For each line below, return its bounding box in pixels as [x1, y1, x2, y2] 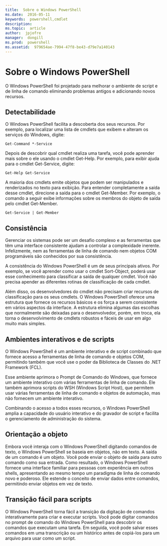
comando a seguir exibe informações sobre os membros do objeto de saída [5, 195, 161, 201]
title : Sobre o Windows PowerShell [5, 7, 81, 13]
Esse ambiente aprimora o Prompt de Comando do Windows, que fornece [5, 374, 157, 380]
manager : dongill [5, 36, 43, 41]
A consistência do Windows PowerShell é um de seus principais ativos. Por [5, 263, 160, 269]
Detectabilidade [5, 108, 56, 116]
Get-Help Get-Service [5, 171, 50, 176]
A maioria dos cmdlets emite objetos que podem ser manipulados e [5, 179, 144, 185]
